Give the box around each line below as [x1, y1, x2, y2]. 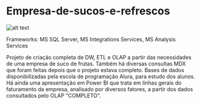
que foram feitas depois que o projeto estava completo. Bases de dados [6, 66, 185, 73]
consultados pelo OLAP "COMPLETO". [6, 92, 101, 99]
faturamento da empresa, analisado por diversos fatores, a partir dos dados [6, 85, 193, 92]
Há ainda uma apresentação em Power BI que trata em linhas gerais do [6, 79, 182, 86]
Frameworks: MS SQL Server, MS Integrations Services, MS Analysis [6, 35, 176, 43]
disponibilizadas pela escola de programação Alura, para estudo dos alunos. [6, 73, 196, 80]
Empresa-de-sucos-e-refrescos [6, 4, 170, 18]
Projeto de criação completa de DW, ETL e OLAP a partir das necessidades [6, 53, 192, 61]
